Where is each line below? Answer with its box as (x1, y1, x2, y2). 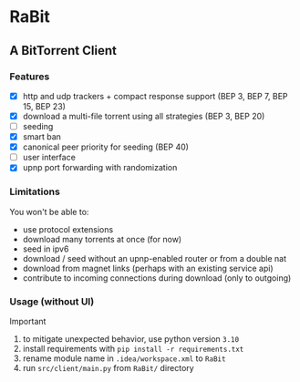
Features (9, 70, 50, 83)
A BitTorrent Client (9, 43, 117, 58)
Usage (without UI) (9, 294, 95, 307)
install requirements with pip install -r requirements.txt (22, 343, 244, 354)
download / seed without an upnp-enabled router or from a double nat (22, 253, 287, 263)
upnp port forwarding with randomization (22, 162, 178, 173)
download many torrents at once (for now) (22, 233, 182, 244)
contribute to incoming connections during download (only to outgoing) (22, 272, 292, 284)
